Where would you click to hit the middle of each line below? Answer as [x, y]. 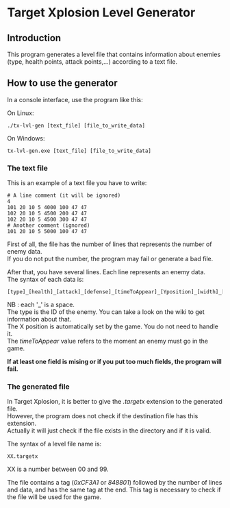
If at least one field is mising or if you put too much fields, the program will [115, 362]
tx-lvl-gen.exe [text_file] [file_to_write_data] [79, 151]
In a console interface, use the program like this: [75, 99]
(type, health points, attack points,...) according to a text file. [92, 62]
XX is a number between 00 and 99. [58, 469]
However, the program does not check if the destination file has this [103, 416]
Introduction [34, 38]
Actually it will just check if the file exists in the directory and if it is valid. [109, 431]
